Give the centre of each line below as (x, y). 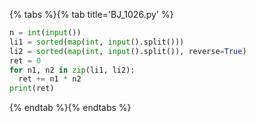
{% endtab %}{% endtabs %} (70, 108)
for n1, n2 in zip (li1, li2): (72, 70)
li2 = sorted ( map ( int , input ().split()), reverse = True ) (128, 51)
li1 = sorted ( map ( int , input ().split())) (97, 42)
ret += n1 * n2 (50, 79)
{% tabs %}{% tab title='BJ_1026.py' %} (91, 14)
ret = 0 (25, 60)
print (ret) (32, 89)
